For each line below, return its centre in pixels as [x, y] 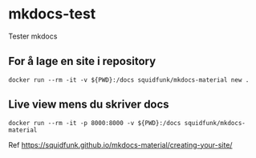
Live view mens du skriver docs [89, 105]
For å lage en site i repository [82, 61]
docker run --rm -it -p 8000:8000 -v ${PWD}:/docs [95, 123]
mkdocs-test [52, 14]
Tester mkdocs [33, 36]
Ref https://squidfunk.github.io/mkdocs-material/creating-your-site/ [120, 144]
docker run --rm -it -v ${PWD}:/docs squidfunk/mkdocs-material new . [129, 80]
